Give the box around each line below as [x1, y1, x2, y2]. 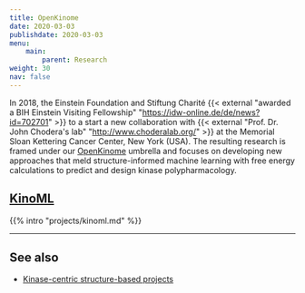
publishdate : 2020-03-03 [9, 30, 103, 39]
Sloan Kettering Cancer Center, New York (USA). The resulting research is [9, 135, 286, 146]
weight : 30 [9, 64, 51, 73]
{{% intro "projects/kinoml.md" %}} [9, 215, 143, 226]
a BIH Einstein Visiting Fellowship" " [9, 106, 143, 118]
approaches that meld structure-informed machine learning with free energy [9, 155, 295, 166]
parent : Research [42, 55, 107, 64]
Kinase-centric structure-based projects [22, 274, 174, 285]
